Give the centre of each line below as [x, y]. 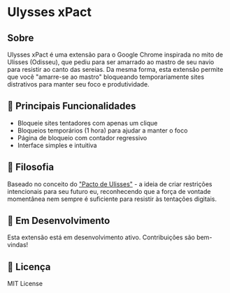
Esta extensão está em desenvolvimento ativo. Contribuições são [101, 237]
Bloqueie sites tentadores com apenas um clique [87, 123]
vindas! [18, 245]
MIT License [25, 284]
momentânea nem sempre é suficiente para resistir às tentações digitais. [112, 199]
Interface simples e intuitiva [57, 145]
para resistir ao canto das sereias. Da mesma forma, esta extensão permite [115, 69]
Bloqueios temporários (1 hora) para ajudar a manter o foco [102, 130]
